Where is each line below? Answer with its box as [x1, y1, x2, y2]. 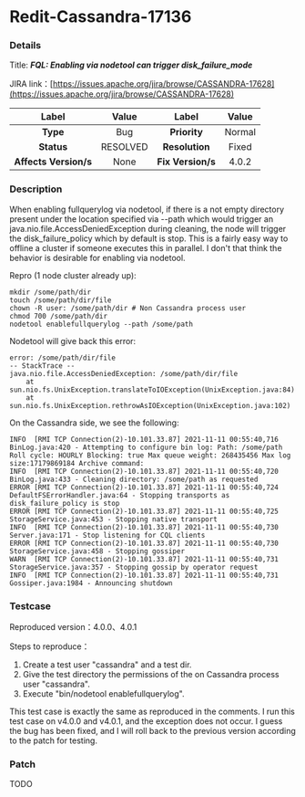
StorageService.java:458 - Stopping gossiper [9, 546, 185, 556]
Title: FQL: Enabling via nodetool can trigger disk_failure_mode [9, 59, 253, 70]
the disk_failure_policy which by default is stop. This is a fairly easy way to [9, 233, 289, 244]
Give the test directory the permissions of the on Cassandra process [22, 669, 280, 680]
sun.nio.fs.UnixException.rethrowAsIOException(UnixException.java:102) [9, 401, 291, 410]
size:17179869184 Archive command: [9, 458, 145, 467]
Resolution [162, 141, 211, 153]
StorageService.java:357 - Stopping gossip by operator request [9, 562, 259, 572]
